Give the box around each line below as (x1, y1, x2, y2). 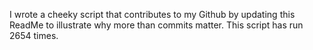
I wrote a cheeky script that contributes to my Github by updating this (9, 9, 296, 20)
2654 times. (9, 30, 59, 41)
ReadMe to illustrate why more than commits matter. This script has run (9, 19, 304, 31)
